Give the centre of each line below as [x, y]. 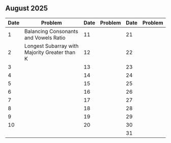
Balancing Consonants [51, 31]
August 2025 [27, 8]
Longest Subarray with [52, 46]
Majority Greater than [50, 52]
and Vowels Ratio [45, 38]
